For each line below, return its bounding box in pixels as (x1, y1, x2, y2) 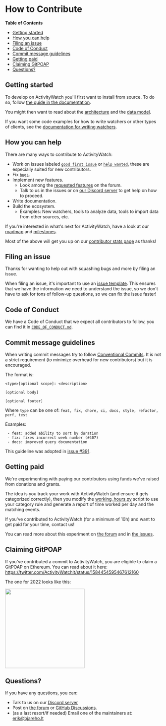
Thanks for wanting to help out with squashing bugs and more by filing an (5, 265, 156, 271)
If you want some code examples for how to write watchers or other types (5, 118, 157, 125)
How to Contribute (5, 3, 83, 15)
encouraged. (5, 362, 31, 368)
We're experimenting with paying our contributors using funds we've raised (5, 475, 160, 482)
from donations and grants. (5, 481, 61, 487)
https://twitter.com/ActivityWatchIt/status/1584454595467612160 (5, 569, 139, 575)
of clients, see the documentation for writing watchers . (5, 124, 117, 130)
